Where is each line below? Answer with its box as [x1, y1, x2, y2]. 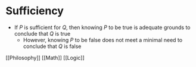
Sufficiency [5, 4, 64, 18]
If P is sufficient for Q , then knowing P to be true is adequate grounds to [14, 24, 191, 31]
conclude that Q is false [23, 43, 82, 50]
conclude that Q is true [14, 30, 71, 37]
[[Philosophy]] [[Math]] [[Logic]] [5, 54, 85, 61]
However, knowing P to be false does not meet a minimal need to [23, 36, 183, 43]
